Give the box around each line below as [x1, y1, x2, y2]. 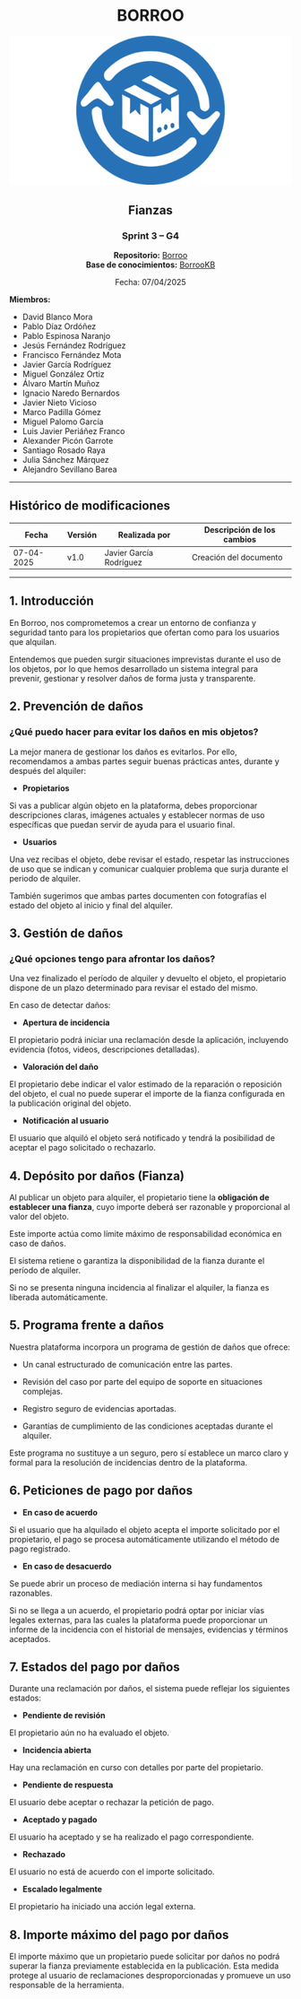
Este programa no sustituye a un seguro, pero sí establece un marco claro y [9, 1447, 288, 1458]
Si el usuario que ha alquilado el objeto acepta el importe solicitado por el [9, 1524, 280, 1534]
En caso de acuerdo [21, 1507, 99, 1517]
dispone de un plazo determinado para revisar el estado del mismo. [9, 983, 258, 994]
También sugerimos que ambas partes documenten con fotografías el [9, 890, 267, 901]
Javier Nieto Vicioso [21, 396, 97, 408]
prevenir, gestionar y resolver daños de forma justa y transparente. [9, 673, 256, 683]
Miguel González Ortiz [21, 369, 105, 379]
